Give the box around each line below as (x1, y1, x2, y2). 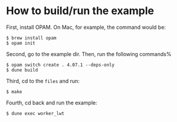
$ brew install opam (6, 35, 57, 41)
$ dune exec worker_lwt (6, 110, 65, 116)
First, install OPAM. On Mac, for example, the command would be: (6, 24, 166, 31)
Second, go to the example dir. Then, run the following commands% (6, 50, 172, 57)
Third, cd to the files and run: (6, 77, 80, 84)
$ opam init (6, 40, 35, 46)
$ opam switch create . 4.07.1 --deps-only (6, 62, 115, 68)
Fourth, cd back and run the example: (6, 99, 97, 106)
